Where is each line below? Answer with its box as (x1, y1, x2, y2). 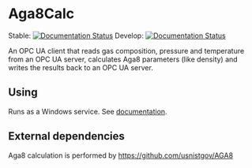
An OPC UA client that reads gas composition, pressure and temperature (8, 46, 245, 55)
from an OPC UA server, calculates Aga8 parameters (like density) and (8, 54, 239, 64)
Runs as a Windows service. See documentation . (8, 106, 167, 116)
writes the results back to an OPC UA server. (8, 62, 154, 72)
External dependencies (8, 129, 125, 143)
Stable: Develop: (8, 31, 144, 40)
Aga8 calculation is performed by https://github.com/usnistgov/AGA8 (8, 151, 234, 160)
